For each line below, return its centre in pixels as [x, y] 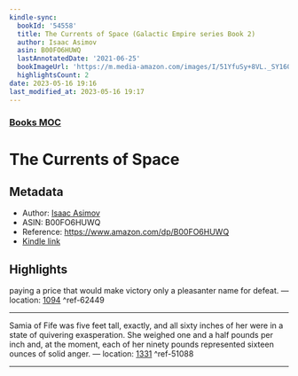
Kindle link [41, 241]
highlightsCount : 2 [53, 75]
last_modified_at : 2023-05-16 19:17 [77, 91]
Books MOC [35, 122]
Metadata [36, 192]
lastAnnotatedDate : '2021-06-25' [79, 59]
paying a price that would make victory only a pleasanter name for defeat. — [149, 291]
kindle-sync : [33, 17]
